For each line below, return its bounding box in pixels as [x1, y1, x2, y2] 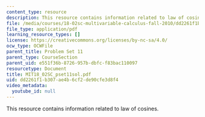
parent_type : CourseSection [6, 54, 78, 60]
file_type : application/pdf [6, 26, 78, 32]
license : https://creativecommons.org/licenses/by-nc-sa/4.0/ [6, 37, 168, 43]
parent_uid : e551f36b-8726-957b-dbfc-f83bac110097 [6, 60, 138, 66]
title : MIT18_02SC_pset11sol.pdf [6, 71, 92, 77]
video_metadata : [6, 83, 48, 89]
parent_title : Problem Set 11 [6, 49, 84, 55]
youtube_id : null [12, 88, 56, 94]
